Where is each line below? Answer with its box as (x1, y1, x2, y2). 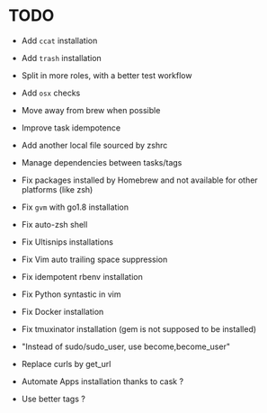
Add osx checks (21, 87, 81, 98)
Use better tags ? (21, 393, 86, 404)
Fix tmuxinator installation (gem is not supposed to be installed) (21, 323, 257, 334)
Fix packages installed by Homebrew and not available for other (21, 175, 258, 185)
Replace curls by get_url (21, 358, 111, 369)
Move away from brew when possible (21, 104, 161, 115)
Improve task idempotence (21, 122, 121, 133)
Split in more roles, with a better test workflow (21, 69, 192, 81)
